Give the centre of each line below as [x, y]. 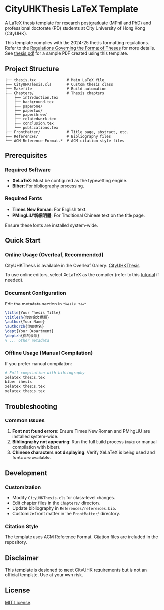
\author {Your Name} [25, 322]
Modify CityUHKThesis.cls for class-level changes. [64, 497]
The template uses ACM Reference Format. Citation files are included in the [82, 537]
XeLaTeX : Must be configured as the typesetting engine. [70, 181]
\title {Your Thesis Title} [33, 313]
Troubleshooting [31, 406]
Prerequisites [26, 156]
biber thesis [18, 382]
